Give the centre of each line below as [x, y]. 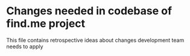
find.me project [46, 24]
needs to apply [25, 46]
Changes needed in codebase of [89, 11]
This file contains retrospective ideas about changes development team [95, 40]
